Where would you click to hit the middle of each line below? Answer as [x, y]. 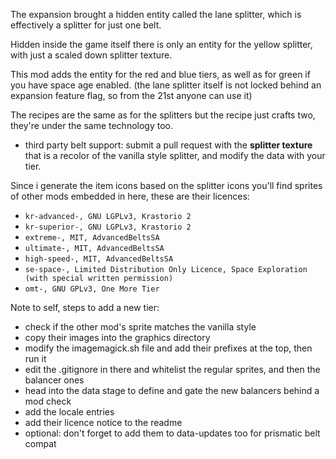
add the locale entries [69, 412]
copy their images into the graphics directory [117, 337]
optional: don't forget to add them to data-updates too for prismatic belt [172, 433]
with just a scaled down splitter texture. [91, 55]
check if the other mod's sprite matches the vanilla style [140, 327]
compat [40, 443]
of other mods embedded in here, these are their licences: [130, 196]
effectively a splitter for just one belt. [86, 25]
